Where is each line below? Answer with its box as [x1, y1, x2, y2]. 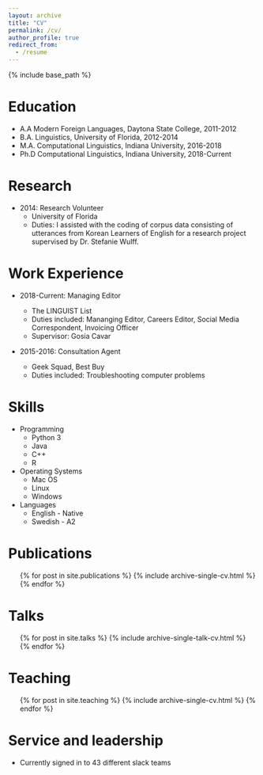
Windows [31, 492, 62, 501]
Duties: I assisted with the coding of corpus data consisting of [31, 219, 234, 230]
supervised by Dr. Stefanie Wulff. [31, 237, 140, 246]
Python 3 [31, 432, 62, 442]
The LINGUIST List [31, 306, 92, 315]
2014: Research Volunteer [19, 203, 104, 212]
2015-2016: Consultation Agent [19, 346, 121, 356]
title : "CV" [8, 19, 47, 27]
